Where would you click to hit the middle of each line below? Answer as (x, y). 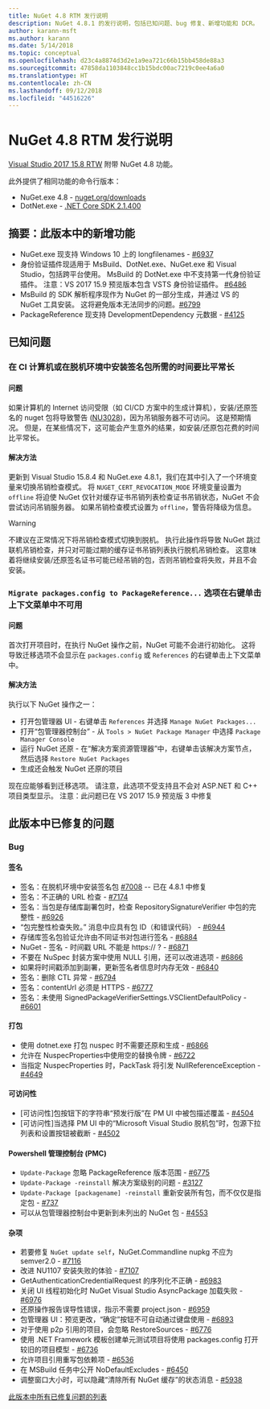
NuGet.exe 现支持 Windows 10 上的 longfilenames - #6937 (117, 254)
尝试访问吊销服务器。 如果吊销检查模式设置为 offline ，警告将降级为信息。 (132, 507)
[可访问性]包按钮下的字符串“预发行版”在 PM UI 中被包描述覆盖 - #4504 (137, 1113)
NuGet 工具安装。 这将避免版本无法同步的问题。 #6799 (110, 304)
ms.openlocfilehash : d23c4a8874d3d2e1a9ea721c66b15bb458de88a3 (117, 61)
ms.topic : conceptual (45, 53)
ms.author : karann (39, 38)
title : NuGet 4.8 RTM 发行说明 (58, 16)
